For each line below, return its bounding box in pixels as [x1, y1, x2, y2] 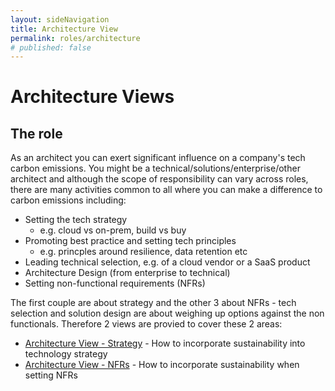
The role [10, 125, 63, 142]
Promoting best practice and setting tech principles [24, 235, 237, 247]
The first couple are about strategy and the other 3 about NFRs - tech [10, 297, 297, 309]
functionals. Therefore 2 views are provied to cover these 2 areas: [10, 318, 283, 330]
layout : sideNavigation [10, 14, 110, 25]
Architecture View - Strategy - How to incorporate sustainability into [24, 337, 306, 350]
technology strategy [24, 348, 108, 360]
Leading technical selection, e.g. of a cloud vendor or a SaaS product [24, 256, 311, 268]
